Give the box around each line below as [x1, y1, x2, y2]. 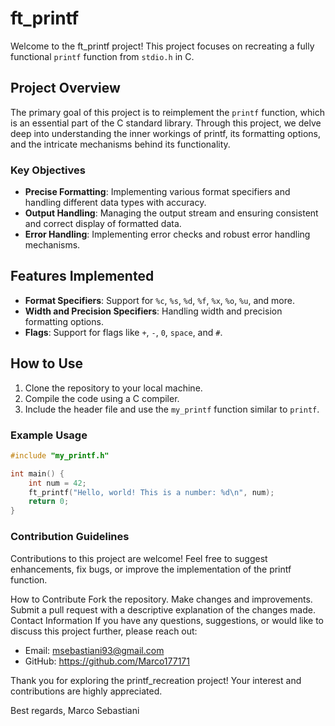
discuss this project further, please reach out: [10, 625, 198, 637]
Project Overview [10, 80, 121, 97]
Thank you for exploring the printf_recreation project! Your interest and [10, 674, 302, 686]
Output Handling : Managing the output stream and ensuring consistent [24, 207, 319, 219]
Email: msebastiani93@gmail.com [24, 644, 165, 656]
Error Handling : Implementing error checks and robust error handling [24, 228, 311, 241]
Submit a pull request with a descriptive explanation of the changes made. [10, 603, 316, 616]
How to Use [10, 355, 84, 372]
